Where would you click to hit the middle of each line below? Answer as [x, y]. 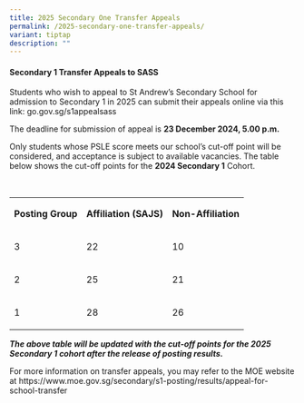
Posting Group [46, 214]
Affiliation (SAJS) [124, 214]
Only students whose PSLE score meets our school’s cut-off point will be [145, 147]
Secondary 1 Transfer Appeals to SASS [84, 72]
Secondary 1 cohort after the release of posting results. [117, 354]
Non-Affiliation [206, 214]
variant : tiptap [40, 34]
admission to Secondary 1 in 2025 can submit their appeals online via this [147, 102]
